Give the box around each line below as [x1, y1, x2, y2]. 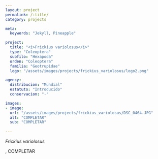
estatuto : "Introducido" [10, 87, 62, 92]
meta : [5, 26, 17, 31]
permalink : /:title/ [5, 12, 49, 17]
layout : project [5, 7, 40, 13]
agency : [5, 77, 22, 83]
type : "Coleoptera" [10, 49, 51, 54]
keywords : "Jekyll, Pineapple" [10, 31, 76, 36]
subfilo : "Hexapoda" [10, 54, 53, 59]
